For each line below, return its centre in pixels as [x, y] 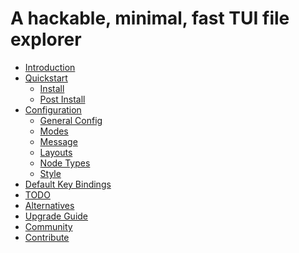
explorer [46, 39]
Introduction [50, 67]
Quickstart [46, 78]
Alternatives [49, 205]
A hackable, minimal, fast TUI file [150, 18]
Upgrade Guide [56, 216]
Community [48, 226]
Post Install [62, 99]
